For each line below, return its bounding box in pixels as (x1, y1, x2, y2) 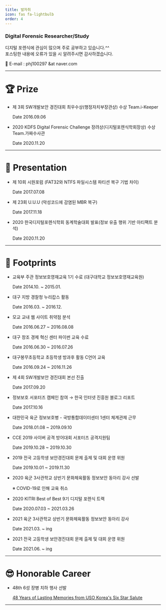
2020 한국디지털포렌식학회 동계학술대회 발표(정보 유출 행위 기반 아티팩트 (12, 219, 153, 225)
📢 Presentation (5, 162, 67, 173)
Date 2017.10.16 (12, 404, 43, 410)
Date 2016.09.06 (12, 114, 46, 120)
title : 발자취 (5, 7, 31, 12)
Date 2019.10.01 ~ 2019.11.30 (12, 465, 70, 471)
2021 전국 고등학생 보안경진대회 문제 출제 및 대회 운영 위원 (12, 536, 125, 542)
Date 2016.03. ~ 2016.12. (12, 304, 62, 310)
